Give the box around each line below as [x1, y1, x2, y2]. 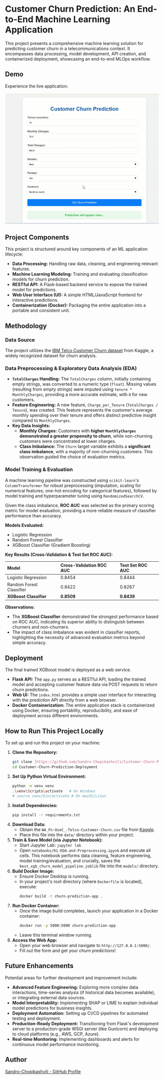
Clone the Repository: [12, 749, 58, 755]
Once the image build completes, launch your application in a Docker [19, 908, 159, 914]
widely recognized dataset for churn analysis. [5, 353, 97, 359]
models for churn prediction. [12, 276, 70, 282]
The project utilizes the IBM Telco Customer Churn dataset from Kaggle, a [5, 348, 154, 353]
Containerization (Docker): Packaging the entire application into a [12, 302, 146, 308]
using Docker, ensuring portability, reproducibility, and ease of [12, 707, 138, 713]
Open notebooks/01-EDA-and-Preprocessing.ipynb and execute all [19, 847, 151, 854]
